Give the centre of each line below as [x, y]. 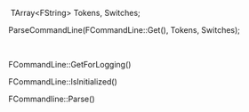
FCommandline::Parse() [52, 99]
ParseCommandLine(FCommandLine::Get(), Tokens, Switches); [124, 30]
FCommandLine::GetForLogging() [70, 64]
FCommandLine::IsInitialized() [63, 82]
